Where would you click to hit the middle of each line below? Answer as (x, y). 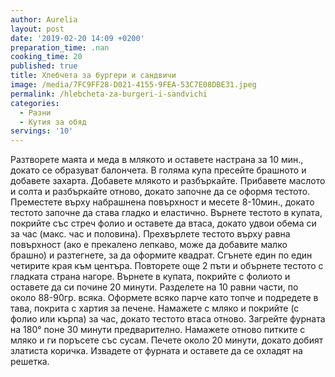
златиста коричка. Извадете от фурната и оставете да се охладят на (156, 351)
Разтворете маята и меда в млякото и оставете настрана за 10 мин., (157, 160)
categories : (35, 103)
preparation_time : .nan (60, 47)
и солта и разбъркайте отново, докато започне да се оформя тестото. (160, 192)
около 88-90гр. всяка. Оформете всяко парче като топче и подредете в (164, 298)
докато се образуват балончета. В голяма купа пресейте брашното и (158, 170)
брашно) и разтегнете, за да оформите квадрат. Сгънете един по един (161, 255)
